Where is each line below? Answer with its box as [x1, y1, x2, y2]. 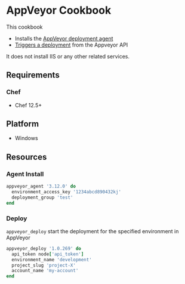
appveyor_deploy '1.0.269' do [6, 245, 82, 251]
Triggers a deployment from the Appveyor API [14, 41, 128, 48]
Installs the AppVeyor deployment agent [14, 35, 113, 42]
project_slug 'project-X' [11, 262, 76, 268]
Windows [14, 135, 38, 142]
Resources [6, 152, 47, 162]
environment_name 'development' [11, 257, 92, 263]
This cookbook [6, 23, 43, 30]
